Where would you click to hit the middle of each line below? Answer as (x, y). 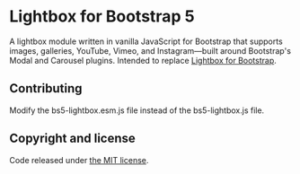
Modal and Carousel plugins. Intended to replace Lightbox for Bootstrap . (143, 60)
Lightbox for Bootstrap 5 (102, 17)
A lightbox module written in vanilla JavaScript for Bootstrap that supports (146, 41)
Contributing (46, 88)
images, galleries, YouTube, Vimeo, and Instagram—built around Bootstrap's (150, 50)
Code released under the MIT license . (79, 160)
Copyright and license (73, 139)
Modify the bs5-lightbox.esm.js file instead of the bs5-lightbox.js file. (137, 110)
